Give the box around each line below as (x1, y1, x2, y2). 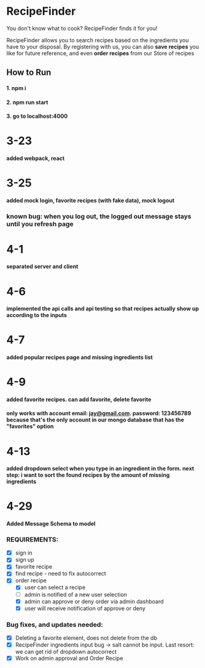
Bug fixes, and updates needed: (6, 620, 103, 629)
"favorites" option (6, 423, 54, 430)
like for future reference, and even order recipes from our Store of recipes (6, 49, 195, 56)
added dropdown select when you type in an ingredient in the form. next (6, 465, 195, 472)
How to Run (6, 67, 52, 78)
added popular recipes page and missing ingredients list (6, 353, 153, 361)
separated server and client (6, 263, 79, 271)
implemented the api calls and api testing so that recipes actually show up (6, 305, 199, 312)
